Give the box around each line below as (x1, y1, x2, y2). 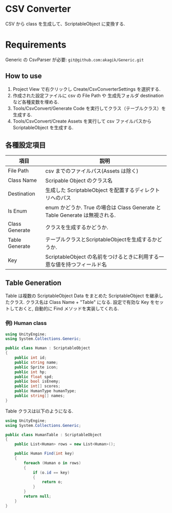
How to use (5, 72, 42, 80)
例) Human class (5, 320, 47, 327)
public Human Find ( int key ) (14, 451, 74, 456)
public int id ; (14, 355, 47, 360)
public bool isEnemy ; (14, 379, 60, 384)
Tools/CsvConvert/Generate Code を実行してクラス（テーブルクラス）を (12, 105, 166, 111)
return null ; (24, 494, 52, 499)
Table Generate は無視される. (45, 211, 116, 218)
